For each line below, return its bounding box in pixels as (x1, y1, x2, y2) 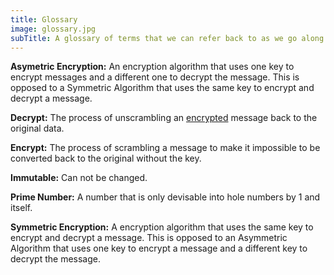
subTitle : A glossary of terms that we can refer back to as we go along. (10, 33, 329, 43)
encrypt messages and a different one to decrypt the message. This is (10, 71, 300, 83)
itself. (10, 202, 33, 214)
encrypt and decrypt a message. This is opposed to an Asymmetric (10, 232, 288, 244)
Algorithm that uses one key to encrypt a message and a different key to (10, 242, 308, 255)
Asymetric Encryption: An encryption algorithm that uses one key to (10, 61, 295, 73)
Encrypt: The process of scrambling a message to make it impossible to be (10, 142, 321, 154)
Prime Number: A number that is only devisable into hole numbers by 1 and (10, 191, 321, 203)
